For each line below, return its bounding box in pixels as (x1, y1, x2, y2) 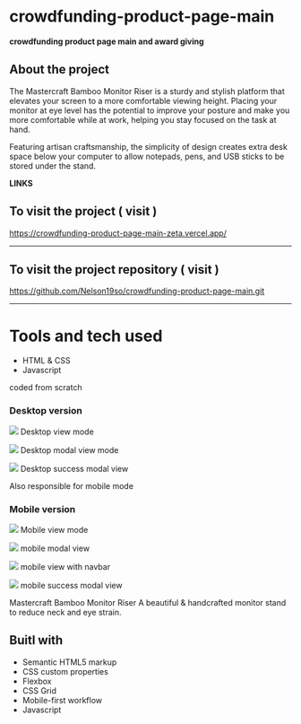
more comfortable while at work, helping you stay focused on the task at (9, 114, 277, 125)
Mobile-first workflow (21, 694, 103, 705)
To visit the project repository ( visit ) (9, 262, 219, 277)
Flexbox (21, 676, 52, 686)
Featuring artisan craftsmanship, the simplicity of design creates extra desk (9, 141, 288, 152)
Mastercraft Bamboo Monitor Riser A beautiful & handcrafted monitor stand (9, 597, 287, 607)
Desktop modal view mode (20, 444, 119, 455)
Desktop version (9, 405, 82, 417)
